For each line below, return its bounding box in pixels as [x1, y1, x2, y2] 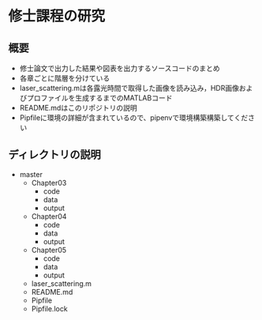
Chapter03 [31, 178, 67, 187]
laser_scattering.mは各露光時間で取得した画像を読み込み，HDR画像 [19, 84, 239, 92]
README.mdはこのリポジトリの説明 [19, 104, 137, 112]
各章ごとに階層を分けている [19, 73, 110, 83]
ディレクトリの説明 [8, 148, 101, 162]
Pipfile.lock [31, 303, 69, 313]
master [19, 169, 43, 179]
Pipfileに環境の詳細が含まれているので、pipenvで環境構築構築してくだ [19, 113, 249, 122]
